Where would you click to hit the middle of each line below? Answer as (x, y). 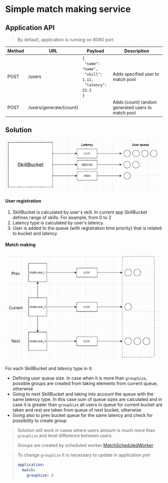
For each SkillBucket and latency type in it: (49, 368)
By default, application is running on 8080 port (65, 39)
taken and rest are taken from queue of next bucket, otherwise (77, 410)
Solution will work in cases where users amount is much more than (86, 430)
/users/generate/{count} (53, 107)
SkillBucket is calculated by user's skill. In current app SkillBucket (80, 212)
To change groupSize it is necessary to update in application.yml (83, 455)
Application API (30, 28)
